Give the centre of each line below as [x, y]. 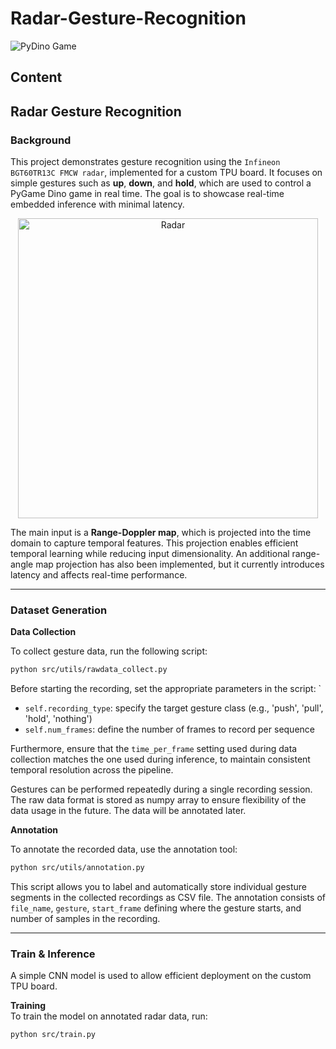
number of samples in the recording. [85, 919]
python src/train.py [53, 1035]
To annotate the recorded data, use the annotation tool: [124, 849]
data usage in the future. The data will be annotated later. [128, 811]
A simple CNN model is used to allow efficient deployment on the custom [161, 976]
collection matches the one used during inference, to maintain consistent [160, 759]
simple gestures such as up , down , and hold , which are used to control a [161, 183]
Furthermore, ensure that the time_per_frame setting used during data [154, 749]
